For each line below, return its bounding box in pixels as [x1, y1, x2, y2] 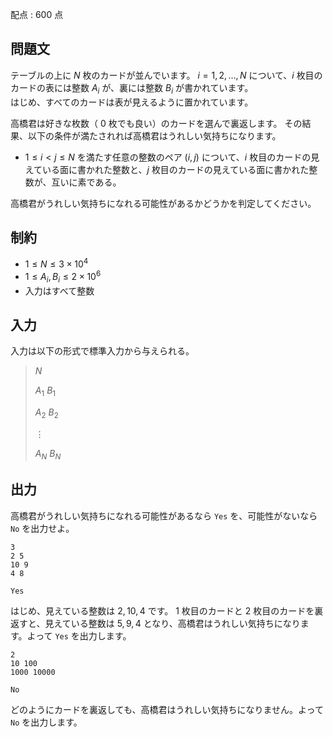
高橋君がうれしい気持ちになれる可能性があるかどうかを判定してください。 [10, 197, 317, 209]
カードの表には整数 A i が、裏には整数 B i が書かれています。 [10, 81, 254, 96]
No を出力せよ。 [10, 522, 75, 534]
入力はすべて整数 [24, 284, 95, 297]
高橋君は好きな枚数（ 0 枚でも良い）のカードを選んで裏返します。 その [10, 117, 303, 129]
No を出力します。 [10, 716, 83, 728]
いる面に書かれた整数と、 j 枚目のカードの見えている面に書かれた [42, 163, 310, 175]
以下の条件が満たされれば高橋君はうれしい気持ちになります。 [27, 129, 282, 142]
